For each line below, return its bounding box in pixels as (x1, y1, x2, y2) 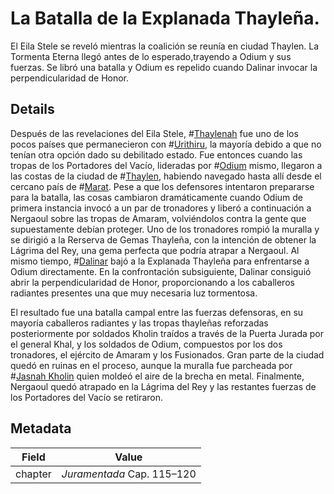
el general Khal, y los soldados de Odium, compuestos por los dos (10, 338, 283, 350)
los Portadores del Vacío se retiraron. (10, 391, 163, 403)
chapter (15, 467, 52, 481)
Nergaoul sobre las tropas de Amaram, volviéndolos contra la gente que (10, 212, 307, 224)
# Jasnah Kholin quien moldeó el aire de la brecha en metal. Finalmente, (10, 370, 305, 382)
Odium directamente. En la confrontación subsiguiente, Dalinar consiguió (10, 265, 312, 277)
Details (10, 101, 55, 118)
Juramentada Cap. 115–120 (61, 467, 197, 481)
